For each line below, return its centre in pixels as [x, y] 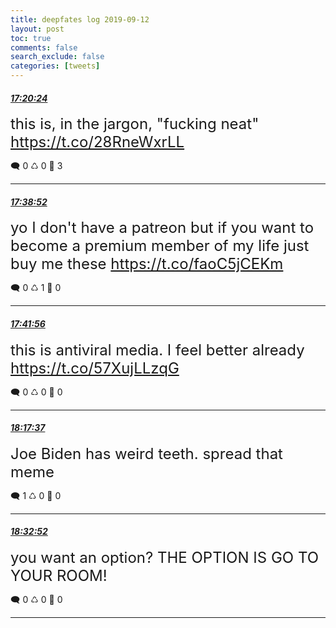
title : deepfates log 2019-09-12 [80, 19]
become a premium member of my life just [160, 246]
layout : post [37, 29]
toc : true [31, 38]
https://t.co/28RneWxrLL [97, 142]
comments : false [44, 47]
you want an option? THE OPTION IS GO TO [165, 558]
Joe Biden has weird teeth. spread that [146, 453]
